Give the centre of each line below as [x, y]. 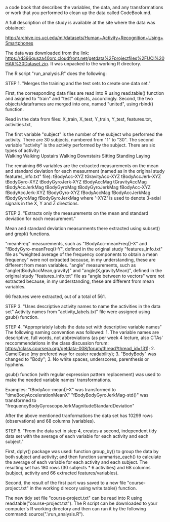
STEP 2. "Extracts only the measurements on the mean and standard [77, 213]
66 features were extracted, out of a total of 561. [56, 296]
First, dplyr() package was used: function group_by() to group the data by [82, 451]
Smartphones [19, 43]
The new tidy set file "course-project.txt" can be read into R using [74, 498]
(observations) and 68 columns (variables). [50, 421]
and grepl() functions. [28, 234]
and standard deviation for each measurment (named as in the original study [85, 171]
